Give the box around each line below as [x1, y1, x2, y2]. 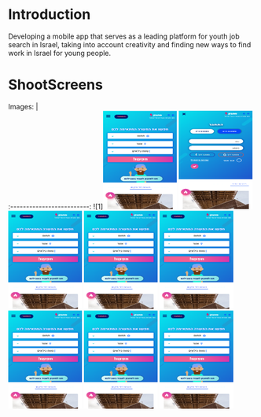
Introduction [8, 6, 91, 24]
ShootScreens [8, 76, 104, 94]
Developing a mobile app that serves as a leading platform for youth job [8, 31, 240, 41]
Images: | [8, 101, 39, 111]
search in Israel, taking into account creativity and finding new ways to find [8, 39, 252, 49]
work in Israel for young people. [8, 48, 112, 57]
